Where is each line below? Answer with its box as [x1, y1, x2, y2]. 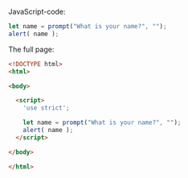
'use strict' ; [22, 104, 70, 112]
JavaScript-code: [8, 7, 66, 16]
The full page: [8, 44, 55, 54]
